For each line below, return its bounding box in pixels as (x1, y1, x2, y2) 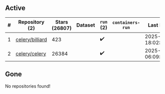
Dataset (76, 22, 95, 29)
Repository (18, 18, 45, 25)
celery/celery (15, 50, 47, 57)
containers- (112, 20, 140, 25)
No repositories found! (5, 83, 51, 89)
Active (5, 4, 26, 12)
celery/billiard (15, 36, 48, 43)
